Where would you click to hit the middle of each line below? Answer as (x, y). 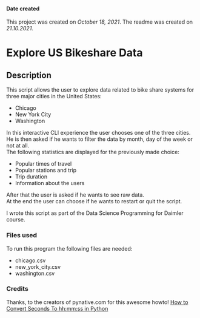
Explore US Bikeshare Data (75, 53)
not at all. (18, 146)
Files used (22, 235)
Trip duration (31, 177)
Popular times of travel (43, 164)
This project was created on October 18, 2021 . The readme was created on (99, 22)
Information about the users (50, 183)
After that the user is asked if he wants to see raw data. (75, 195)
